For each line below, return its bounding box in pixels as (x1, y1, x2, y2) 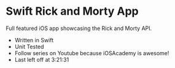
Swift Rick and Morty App (6, 4, 139, 18)
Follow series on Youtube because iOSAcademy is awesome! (14, 49, 169, 56)
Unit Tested (14, 43, 44, 50)
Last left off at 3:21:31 (14, 56, 69, 63)
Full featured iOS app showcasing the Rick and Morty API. (6, 25, 152, 32)
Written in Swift (14, 36, 54, 43)
